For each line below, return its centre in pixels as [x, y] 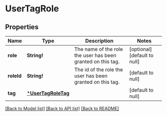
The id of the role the [99, 70]
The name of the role [99, 49]
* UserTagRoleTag [48, 93]
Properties [22, 27]
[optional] [141, 49]
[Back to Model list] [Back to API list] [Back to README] [62, 109]
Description [99, 41]
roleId [15, 76]
